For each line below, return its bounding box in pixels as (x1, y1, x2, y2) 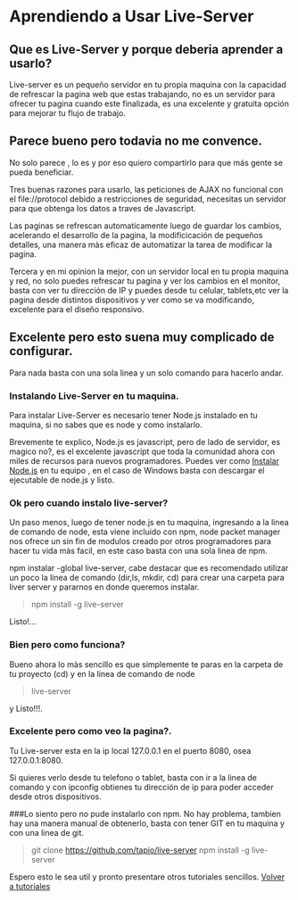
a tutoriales (9, 880, 51, 891)
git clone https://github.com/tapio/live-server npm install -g (30, 845, 250, 855)
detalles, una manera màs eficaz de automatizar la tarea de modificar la (9, 239, 273, 250)
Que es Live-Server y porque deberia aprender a (9, 42, 284, 57)
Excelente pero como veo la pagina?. (9, 725, 172, 738)
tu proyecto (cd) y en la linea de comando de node (9, 668, 195, 679)
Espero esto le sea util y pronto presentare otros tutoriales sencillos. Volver (9, 871, 286, 882)
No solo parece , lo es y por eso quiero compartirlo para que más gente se (9, 157, 284, 168)
